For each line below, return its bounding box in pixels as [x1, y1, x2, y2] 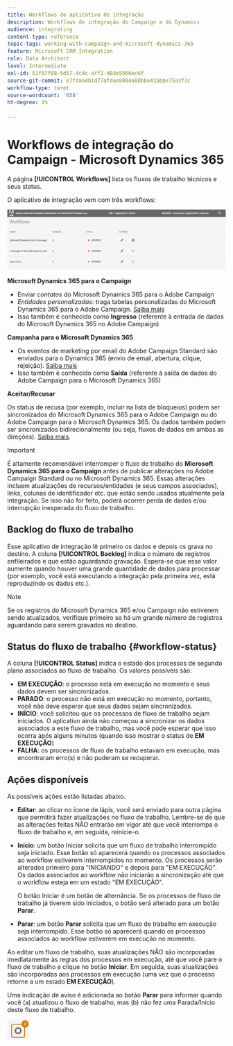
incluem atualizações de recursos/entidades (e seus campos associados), [7, 481, 219, 489]
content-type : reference [7, 33, 79, 40]
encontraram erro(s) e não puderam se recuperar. [17, 754, 160, 762]
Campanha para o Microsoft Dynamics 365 [7, 333, 134, 341]
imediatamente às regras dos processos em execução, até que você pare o [7, 955, 223, 964]
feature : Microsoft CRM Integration [7, 48, 113, 55]
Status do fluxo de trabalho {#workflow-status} [7, 641, 217, 652]
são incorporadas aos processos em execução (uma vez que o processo [7, 970, 215, 979]
